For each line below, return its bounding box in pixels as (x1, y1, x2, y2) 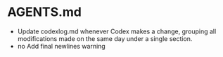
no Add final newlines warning (17, 42, 106, 50)
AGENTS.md (7, 4, 82, 20)
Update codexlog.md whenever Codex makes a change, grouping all (17, 27, 217, 35)
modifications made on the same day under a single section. (17, 34, 193, 42)
